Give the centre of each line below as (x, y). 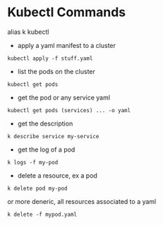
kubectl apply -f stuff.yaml (50, 58)
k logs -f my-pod (33, 162)
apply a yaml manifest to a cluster (67, 45)
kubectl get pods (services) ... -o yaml (69, 110)
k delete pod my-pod (38, 188)
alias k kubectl (28, 32)
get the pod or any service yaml (64, 97)
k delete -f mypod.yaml (42, 214)
